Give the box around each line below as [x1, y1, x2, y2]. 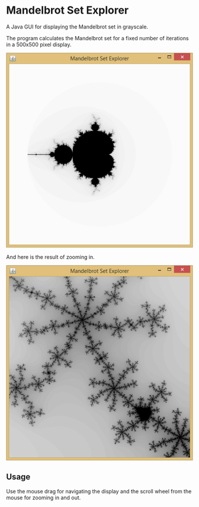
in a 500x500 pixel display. [6, 41, 72, 48]
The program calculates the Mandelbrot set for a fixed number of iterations [6, 34, 189, 41]
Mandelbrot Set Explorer [6, 4, 129, 17]
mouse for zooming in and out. [6, 494, 81, 501]
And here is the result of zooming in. [6, 254, 95, 261]
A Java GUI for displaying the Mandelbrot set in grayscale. [6, 23, 149, 30]
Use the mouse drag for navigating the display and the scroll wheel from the [6, 487, 192, 495]
